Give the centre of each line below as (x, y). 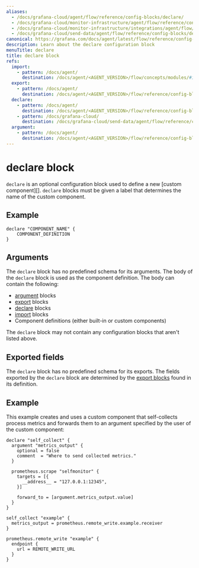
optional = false (38, 451)
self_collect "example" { (38, 518)
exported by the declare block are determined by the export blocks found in (99, 378)
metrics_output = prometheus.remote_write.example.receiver (87, 523)
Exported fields (35, 357)
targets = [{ (33, 476)
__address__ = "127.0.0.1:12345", (65, 482)
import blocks (31, 315)
